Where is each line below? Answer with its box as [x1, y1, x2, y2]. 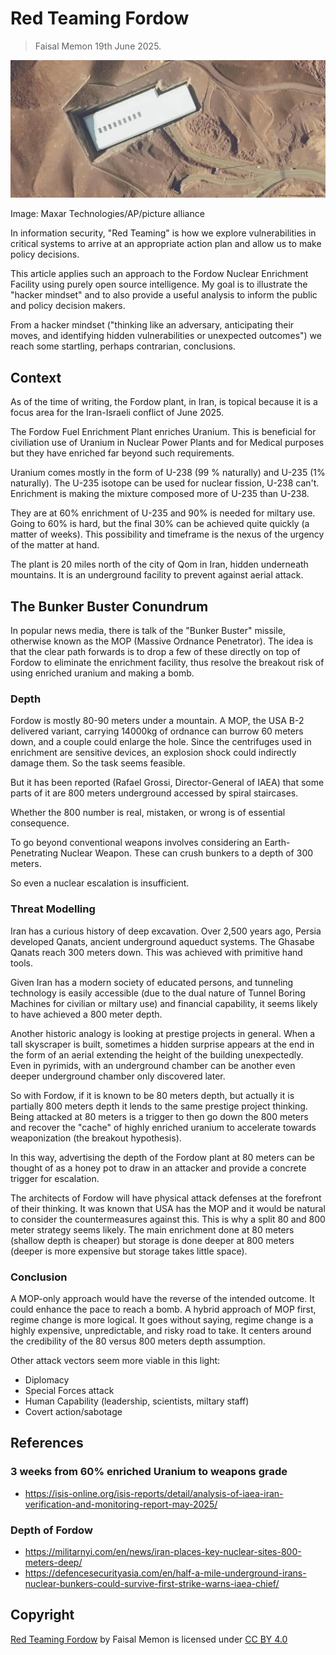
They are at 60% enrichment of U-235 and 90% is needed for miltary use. [10, 507, 316, 519]
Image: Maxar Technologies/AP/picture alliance [10, 208, 205, 220]
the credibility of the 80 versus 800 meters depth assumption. [10, 1335, 266, 1347]
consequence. [10, 817, 70, 829]
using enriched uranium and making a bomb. [10, 667, 195, 679]
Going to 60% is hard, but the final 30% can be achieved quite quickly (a [10, 518, 310, 530]
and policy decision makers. [10, 300, 126, 312]
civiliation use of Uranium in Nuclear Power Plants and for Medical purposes [10, 437, 325, 449]
